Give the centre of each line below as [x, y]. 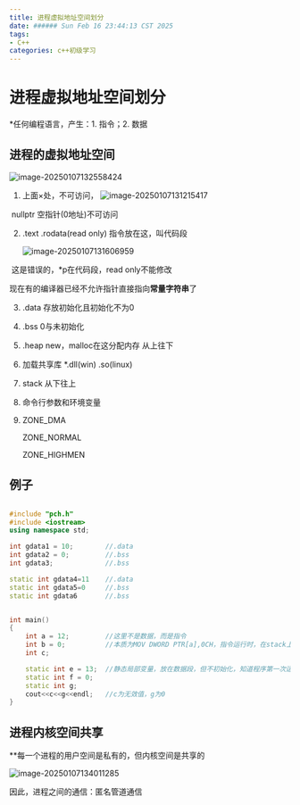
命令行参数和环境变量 [61, 402]
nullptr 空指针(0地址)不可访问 [65, 214]
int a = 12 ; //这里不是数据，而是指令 [106, 636]
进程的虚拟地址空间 [62, 155]
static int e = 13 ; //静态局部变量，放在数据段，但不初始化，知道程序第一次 [156, 669]
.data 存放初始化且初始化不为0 [78, 307]
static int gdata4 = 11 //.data [71, 579]
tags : [19, 34]
